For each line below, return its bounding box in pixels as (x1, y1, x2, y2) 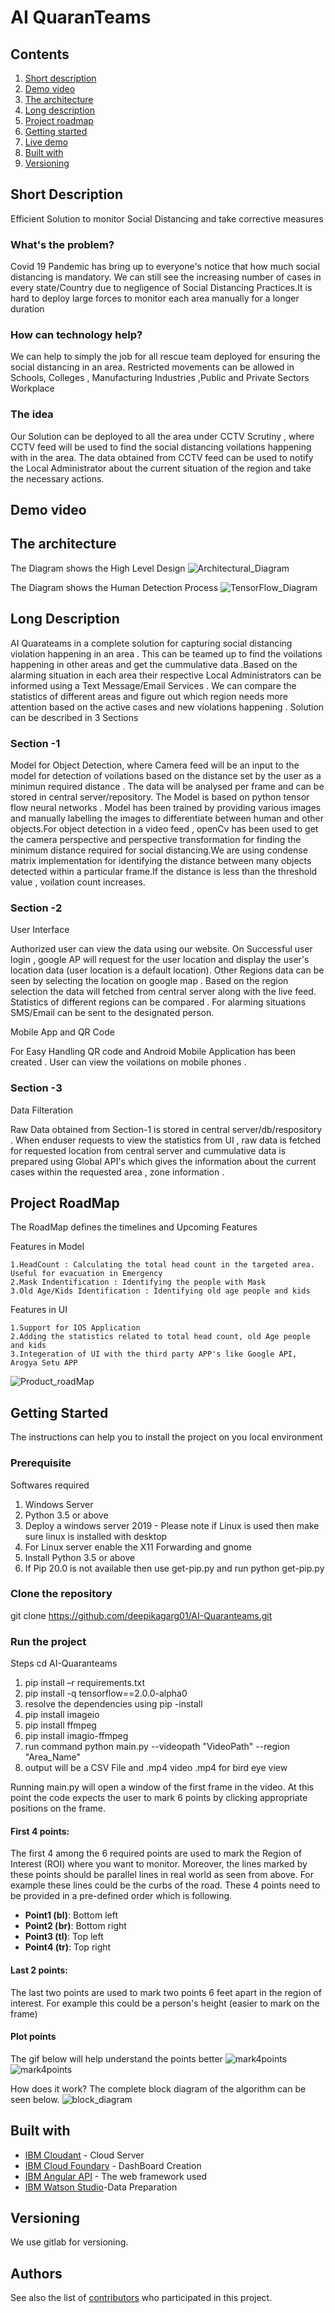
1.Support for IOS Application (10, 1323, 141, 1333)
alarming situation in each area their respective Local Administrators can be (10, 669, 322, 681)
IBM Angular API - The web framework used (24, 2170, 208, 2182)
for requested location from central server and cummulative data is (10, 1144, 287, 1156)
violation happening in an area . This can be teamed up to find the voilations (10, 647, 323, 660)
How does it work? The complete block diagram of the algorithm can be (10, 2082, 307, 2095)
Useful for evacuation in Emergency (10, 1269, 163, 1279)
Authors (10, 2265, 63, 2282)
